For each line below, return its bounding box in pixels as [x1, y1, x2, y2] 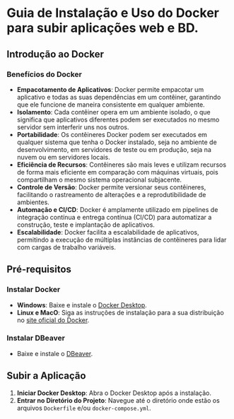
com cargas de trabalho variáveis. [16, 242, 116, 252]
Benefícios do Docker [6, 69, 82, 79]
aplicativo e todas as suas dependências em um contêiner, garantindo [16, 93, 221, 101]
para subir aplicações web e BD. [6, 20, 199, 36]
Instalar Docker [6, 285, 61, 295]
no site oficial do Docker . [16, 316, 90, 324]
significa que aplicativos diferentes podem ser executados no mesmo [16, 115, 220, 124]
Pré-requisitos [6, 264, 72, 276]
